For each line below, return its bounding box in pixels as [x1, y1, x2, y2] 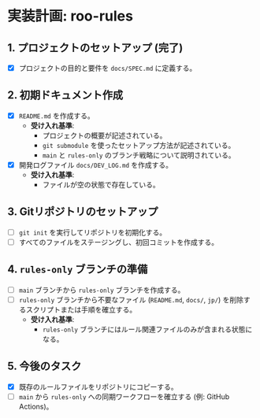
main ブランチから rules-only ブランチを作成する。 [18, 285, 185, 294]
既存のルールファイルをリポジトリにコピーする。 [18, 382, 178, 391]
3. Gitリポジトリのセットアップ [7, 205, 158, 219]
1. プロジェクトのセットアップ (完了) [7, 41, 184, 54]
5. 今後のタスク [7, 360, 82, 373]
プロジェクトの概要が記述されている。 [42, 131, 167, 140]
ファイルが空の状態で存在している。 [42, 180, 160, 189]
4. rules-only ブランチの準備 [7, 263, 148, 276]
